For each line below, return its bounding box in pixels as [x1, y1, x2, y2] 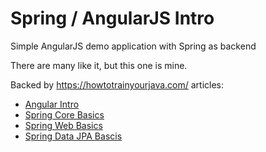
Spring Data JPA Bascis [24, 130, 123, 142]
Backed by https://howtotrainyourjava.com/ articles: [10, 78, 225, 91]
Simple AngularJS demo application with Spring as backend [10, 40, 257, 52]
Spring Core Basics [24, 108, 105, 121]
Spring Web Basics [24, 119, 103, 131]
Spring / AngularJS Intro [10, 7, 215, 30]
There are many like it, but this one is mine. [10, 59, 188, 71]
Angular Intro [24, 98, 80, 110]
